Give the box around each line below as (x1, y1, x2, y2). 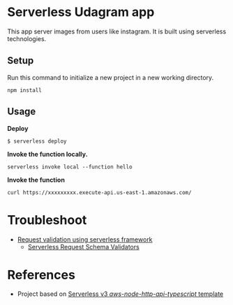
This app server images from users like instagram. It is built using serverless (7, 27, 227, 36)
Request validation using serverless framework (17, 235, 153, 244)
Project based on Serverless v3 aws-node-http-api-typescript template (17, 290, 224, 298)
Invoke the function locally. (7, 150, 89, 158)
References (7, 267, 75, 283)
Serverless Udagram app (7, 4, 155, 20)
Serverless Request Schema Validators (27, 242, 140, 251)
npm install (7, 86, 42, 94)
